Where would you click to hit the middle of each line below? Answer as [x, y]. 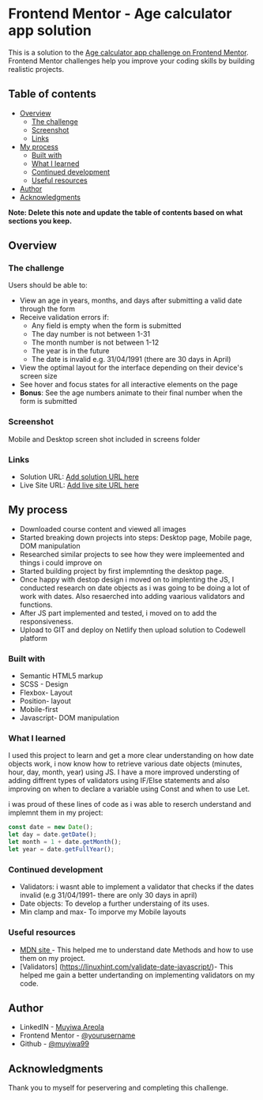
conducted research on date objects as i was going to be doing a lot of [135, 588]
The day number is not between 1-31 [91, 334]
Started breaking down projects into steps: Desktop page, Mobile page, [136, 537]
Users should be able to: [48, 285]
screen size [38, 376]
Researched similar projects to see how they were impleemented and [132, 554]
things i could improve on [61, 563]
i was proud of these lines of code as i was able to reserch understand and [130, 804]
